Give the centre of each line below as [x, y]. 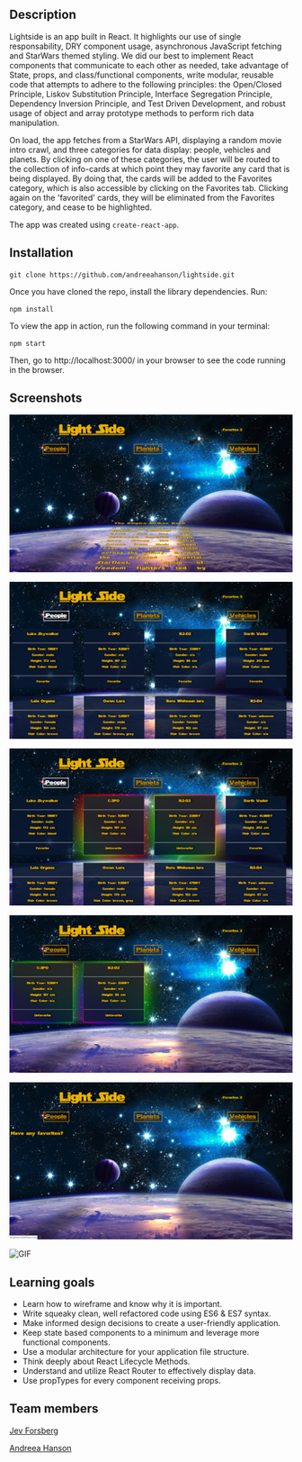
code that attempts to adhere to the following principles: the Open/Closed [146, 84]
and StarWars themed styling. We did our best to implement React [132, 55]
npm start [28, 343]
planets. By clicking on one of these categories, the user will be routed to [145, 159]
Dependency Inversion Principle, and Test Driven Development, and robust [147, 104]
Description [43, 15]
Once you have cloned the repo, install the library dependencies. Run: [138, 291]
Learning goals [52, 1282]
